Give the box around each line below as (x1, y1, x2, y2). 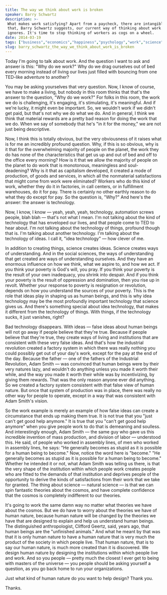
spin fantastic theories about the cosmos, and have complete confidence (5, 487, 155, 493)
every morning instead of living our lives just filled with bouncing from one (5, 68, 158, 75)
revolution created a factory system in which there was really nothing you (5, 345, 156, 351)
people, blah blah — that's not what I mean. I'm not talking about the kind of (5, 214, 161, 220)
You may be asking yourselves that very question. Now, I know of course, (5, 83, 156, 90)
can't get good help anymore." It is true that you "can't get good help (5, 418, 147, 424)
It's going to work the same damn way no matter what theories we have (5, 502, 152, 508)
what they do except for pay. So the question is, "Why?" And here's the (5, 194, 151, 200)
